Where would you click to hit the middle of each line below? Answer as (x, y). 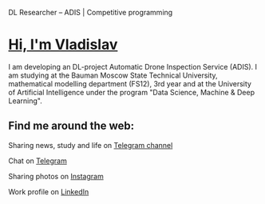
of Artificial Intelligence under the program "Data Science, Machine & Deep (132, 92)
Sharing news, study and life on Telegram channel (91, 145)
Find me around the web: (71, 126)
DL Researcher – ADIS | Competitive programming (91, 12)
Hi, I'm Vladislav (63, 45)
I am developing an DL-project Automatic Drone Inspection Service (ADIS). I (133, 66)
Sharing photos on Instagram (56, 176)
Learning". (25, 101)
